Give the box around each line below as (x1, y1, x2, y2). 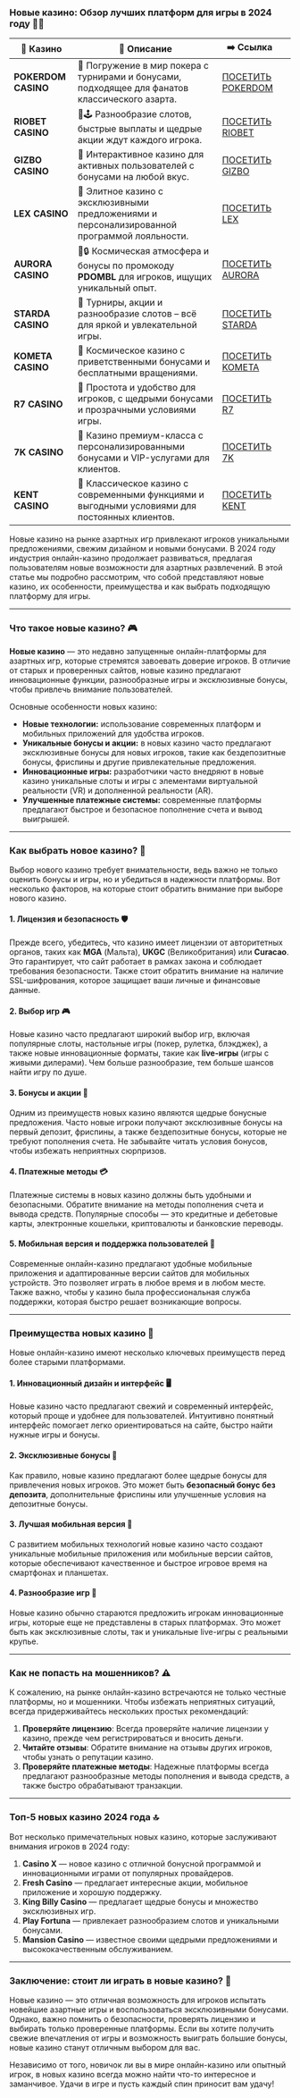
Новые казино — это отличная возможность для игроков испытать (9, 1994, 266, 2005)
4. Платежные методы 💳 (9, 1167, 109, 1177)
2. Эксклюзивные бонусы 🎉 (9, 1450, 118, 1461)
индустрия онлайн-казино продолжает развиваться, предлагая (9, 552, 253, 564)
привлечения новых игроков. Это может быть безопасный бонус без (9, 1479, 276, 1490)
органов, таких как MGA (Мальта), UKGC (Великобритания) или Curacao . (9, 947, 289, 957)
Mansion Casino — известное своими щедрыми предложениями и (21, 1934, 279, 1945)
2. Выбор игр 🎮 (9, 1006, 71, 1016)
